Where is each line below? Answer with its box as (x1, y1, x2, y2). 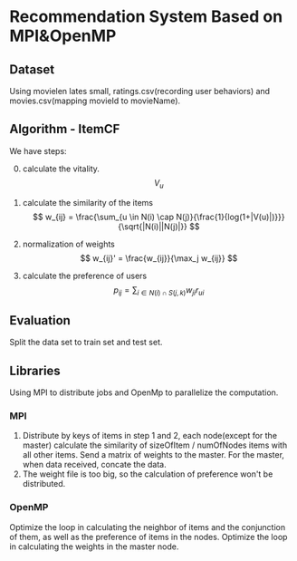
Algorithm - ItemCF (9, 121, 120, 137)
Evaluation (9, 313, 71, 328)
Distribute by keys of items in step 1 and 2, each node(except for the (22, 430, 278, 441)
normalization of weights (22, 238, 115, 249)
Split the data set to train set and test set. (9, 337, 163, 348)
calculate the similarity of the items (22, 197, 154, 208)
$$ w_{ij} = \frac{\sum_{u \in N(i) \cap (33, 211, 175, 222)
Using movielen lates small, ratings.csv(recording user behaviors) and (9, 86, 270, 96)
